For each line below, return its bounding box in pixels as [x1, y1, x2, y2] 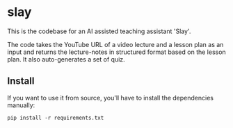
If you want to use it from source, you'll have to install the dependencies [7, 93, 214, 102]
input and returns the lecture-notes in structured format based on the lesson [7, 48, 226, 56]
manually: [7, 101, 35, 109]
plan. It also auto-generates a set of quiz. [7, 55, 125, 63]
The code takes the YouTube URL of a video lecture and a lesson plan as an [7, 40, 224, 48]
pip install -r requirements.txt [7, 114, 104, 121]
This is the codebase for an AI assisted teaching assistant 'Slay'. [7, 27, 191, 35]
